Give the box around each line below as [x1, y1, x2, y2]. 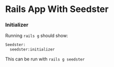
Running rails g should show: [5, 32, 68, 38]
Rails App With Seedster [5, 3, 109, 15]
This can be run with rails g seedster [5, 56, 85, 62]
